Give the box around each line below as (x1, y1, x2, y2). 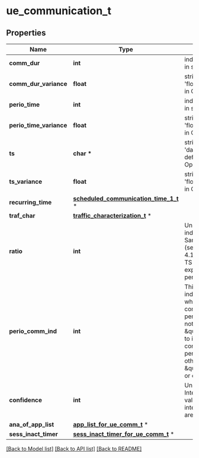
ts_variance (9, 178, 43, 185)
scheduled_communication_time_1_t (73, 194, 179, 203)
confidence (9, 396, 43, 404)
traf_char (9, 212, 36, 220)
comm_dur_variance (9, 80, 68, 88)
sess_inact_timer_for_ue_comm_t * (73, 430, 175, 438)
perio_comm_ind (9, 327, 57, 335)
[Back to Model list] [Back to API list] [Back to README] (6, 446, 142, 452)
